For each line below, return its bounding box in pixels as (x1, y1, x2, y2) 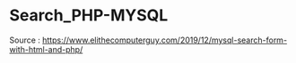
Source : (9, 35, 40, 45)
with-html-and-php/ (9, 43, 83, 54)
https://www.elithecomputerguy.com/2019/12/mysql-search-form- (41, 35, 288, 45)
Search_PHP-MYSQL (9, 5, 169, 26)
